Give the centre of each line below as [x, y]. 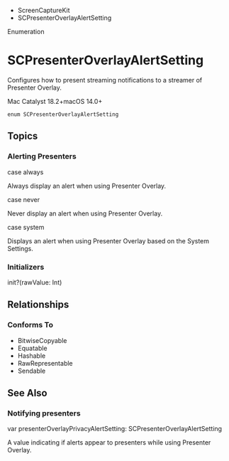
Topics [23, 136]
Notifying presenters [44, 413]
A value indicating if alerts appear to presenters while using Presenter [109, 443]
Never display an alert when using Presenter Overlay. [85, 213]
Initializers [26, 267]
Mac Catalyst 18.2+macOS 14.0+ [55, 101]
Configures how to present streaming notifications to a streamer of [105, 80]
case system [26, 227]
